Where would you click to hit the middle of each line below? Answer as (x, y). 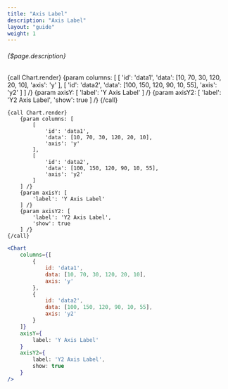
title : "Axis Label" (38, 14)
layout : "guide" (31, 27)
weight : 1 (22, 33)
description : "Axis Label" (47, 20)
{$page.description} (37, 56)
